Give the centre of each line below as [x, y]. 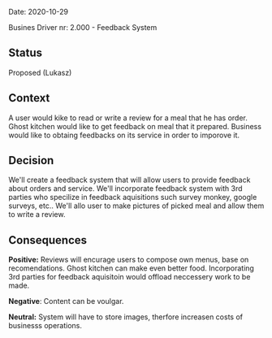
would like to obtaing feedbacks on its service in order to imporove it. [124, 135]
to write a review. [37, 214]
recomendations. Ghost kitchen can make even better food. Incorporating [131, 268]
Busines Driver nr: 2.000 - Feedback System [83, 27]
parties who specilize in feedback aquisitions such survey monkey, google [133, 197]
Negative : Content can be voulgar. [66, 301]
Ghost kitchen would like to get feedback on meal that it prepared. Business [135, 126]
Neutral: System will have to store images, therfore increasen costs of [126, 317]
